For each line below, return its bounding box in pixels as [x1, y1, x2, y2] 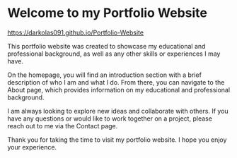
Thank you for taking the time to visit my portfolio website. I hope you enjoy [7, 135, 227, 144]
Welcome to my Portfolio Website [7, 5, 207, 21]
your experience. [7, 142, 57, 151]
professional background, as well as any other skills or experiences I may [7, 49, 221, 58]
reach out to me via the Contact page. [7, 121, 118, 130]
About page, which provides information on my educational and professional [7, 85, 231, 94]
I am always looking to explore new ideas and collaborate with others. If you [7, 107, 229, 115]
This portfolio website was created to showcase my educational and [7, 42, 206, 50]
